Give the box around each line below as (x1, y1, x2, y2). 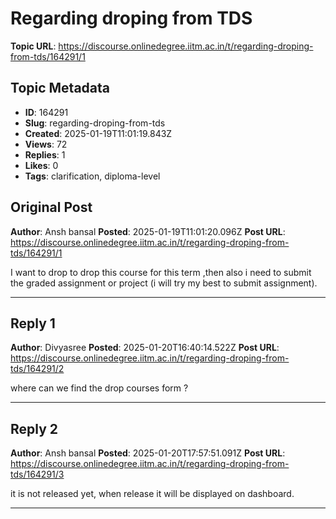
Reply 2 (10, 420, 59, 437)
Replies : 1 (24, 148, 66, 161)
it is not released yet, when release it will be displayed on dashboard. (10, 488, 295, 500)
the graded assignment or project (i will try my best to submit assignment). (10, 277, 318, 289)
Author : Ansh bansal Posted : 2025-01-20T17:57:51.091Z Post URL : (10, 447, 286, 459)
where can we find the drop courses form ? (10, 382, 189, 394)
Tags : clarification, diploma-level (24, 170, 161, 182)
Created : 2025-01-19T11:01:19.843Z (24, 127, 173, 139)
